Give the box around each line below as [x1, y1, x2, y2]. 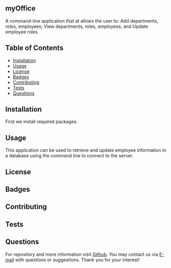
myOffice [5, 4, 36, 13]
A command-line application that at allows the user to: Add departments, [5, 17, 159, 24]
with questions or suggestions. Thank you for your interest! [15, 257, 140, 263]
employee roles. [5, 28, 39, 35]
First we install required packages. [5, 118, 78, 125]
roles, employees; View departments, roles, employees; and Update [5, 23, 148, 29]
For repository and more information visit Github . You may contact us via [5, 251, 159, 257]
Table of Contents [5, 44, 64, 52]
